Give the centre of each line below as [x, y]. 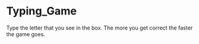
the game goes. [26, 34]
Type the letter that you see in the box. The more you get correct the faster [99, 28]
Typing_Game [41, 11]
